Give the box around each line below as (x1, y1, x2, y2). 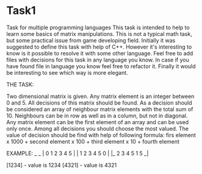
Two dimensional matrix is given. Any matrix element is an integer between (6, 92, 195, 100)
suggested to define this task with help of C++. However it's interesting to (6, 43, 192, 50)
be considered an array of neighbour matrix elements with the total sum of (6, 105, 193, 113)
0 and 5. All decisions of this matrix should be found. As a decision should (6, 99, 192, 106)
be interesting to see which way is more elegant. (6, 69, 128, 76)
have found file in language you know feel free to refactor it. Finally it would (6, 62, 197, 70)
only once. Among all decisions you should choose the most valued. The (6, 125, 189, 132)
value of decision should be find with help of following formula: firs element (6, 131, 197, 139)
